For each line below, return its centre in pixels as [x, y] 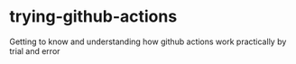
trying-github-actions [93, 17]
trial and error [35, 50]
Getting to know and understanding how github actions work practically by [148, 41]
